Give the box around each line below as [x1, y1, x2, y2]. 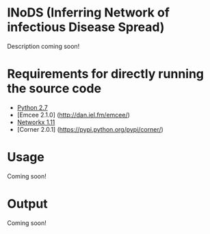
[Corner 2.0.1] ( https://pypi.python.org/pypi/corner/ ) [16, 125, 164, 133]
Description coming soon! [7, 42, 80, 50]
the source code [7, 81, 101, 97]
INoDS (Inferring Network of [7, 5, 170, 21]
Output [7, 196, 48, 211]
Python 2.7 [16, 103, 48, 111]
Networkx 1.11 [16, 118, 55, 126]
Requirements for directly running [7, 67, 204, 82]
